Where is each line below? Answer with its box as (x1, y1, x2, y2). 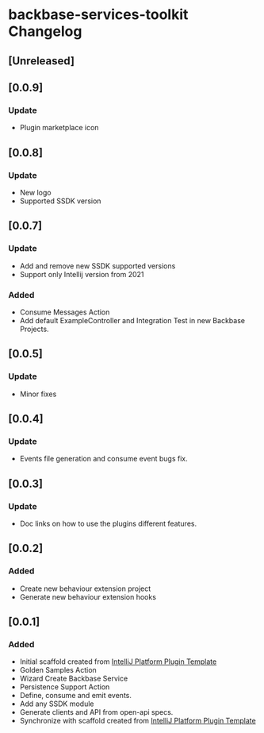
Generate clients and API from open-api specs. (19, 708, 174, 717)
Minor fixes (19, 389, 57, 399)
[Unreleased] (8, 54, 75, 68)
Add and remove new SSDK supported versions (19, 260, 176, 271)
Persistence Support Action (19, 682, 110, 692)
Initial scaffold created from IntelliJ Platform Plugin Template (19, 657, 217, 666)
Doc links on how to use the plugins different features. (19, 519, 197, 528)
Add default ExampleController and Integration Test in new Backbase (19, 315, 246, 325)
